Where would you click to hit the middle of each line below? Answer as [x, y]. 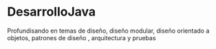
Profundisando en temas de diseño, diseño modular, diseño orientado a [108, 31]
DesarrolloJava [52, 12]
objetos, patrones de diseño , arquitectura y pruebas [82, 37]
